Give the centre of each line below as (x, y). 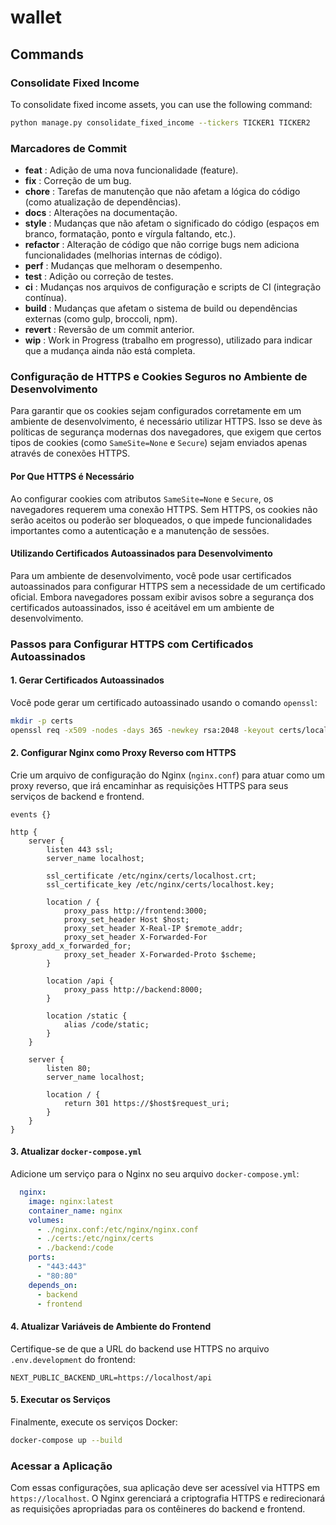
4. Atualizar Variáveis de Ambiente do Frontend (111, 1326)
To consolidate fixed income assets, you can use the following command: (161, 104)
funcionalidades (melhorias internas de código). (123, 255)
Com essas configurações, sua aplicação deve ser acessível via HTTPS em (165, 1487)
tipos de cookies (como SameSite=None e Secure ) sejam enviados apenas (159, 443)
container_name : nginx (75, 1211)
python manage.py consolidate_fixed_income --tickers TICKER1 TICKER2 (160, 122)
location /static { (87, 1016)
